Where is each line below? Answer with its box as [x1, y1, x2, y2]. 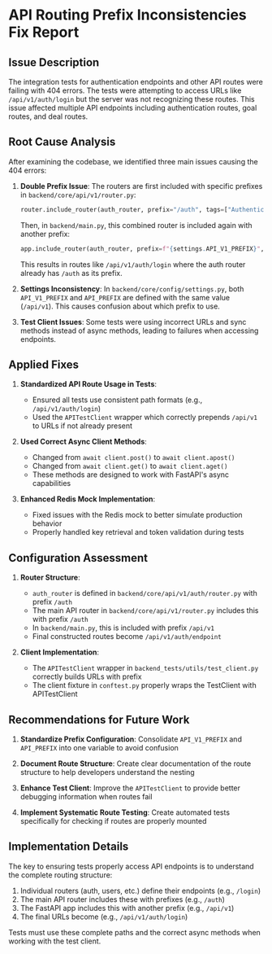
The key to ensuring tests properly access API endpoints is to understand [8, 861, 254, 871]
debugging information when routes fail [19, 792, 153, 801]
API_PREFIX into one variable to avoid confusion [19, 743, 179, 752]
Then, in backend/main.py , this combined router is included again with [19, 220, 253, 230]
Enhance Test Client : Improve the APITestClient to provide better [19, 783, 241, 793]
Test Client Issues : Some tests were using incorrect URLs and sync [19, 317, 247, 326]
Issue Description [8, 55, 100, 69]
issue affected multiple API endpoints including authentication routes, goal [8, 103, 257, 112]
